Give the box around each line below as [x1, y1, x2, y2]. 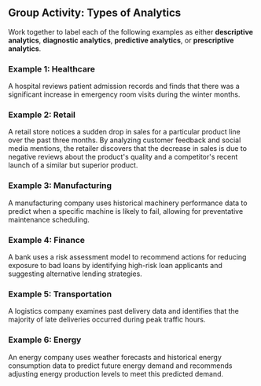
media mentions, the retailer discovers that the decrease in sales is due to [8, 144, 248, 153]
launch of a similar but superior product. [8, 160, 138, 170]
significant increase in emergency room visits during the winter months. [8, 90, 241, 99]
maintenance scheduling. [8, 215, 90, 224]
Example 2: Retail [8, 109, 76, 120]
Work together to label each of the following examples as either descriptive [8, 27, 254, 36]
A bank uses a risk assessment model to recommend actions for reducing [8, 252, 247, 262]
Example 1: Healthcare [8, 63, 96, 74]
